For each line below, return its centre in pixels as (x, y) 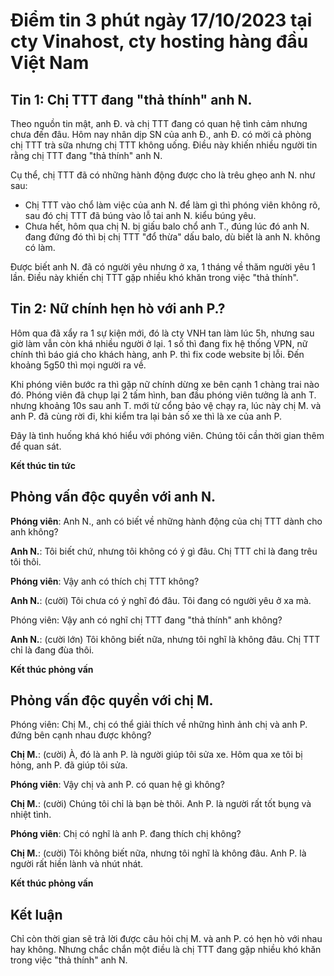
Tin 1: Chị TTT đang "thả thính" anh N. (131, 99)
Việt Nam (50, 63)
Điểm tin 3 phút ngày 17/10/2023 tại (161, 20)
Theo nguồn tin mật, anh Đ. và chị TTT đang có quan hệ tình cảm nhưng (159, 123)
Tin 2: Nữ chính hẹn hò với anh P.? (118, 309)
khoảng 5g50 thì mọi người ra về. (78, 365)
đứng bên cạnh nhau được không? (81, 735)
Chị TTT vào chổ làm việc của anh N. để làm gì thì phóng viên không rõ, (172, 205)
